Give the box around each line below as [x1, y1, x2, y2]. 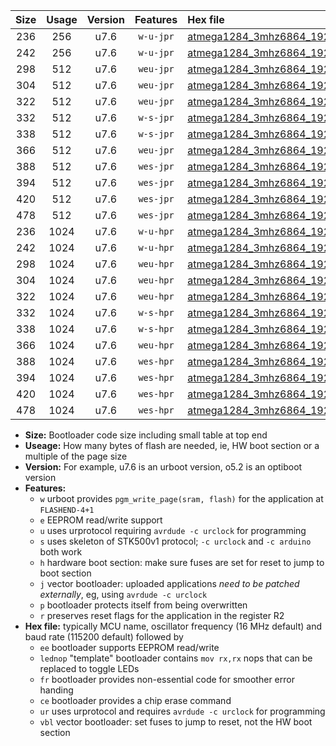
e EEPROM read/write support [39, 514, 163, 526]
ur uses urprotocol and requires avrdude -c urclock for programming [39, 705, 326, 717]
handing [39, 684, 74, 696]
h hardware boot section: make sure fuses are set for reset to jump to [39, 557, 325, 568]
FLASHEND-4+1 [39, 505, 95, 515]
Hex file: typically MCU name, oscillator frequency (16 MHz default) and [24, 620, 323, 632]
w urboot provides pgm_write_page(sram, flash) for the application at [39, 493, 324, 504]
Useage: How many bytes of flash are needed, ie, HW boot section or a [24, 440, 320, 451]
